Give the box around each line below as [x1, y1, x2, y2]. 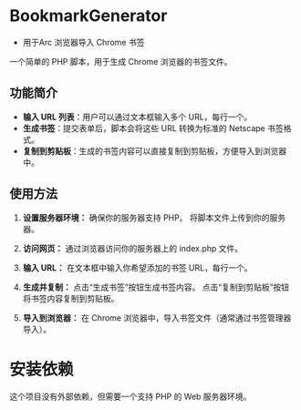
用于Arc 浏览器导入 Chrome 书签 [22, 36, 145, 47]
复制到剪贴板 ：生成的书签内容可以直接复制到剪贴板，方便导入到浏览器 [22, 145, 287, 156]
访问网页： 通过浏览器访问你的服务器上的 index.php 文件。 [22, 242, 244, 253]
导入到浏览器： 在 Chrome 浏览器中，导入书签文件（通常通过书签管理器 [22, 312, 292, 323]
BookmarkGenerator [9, 5, 168, 26]
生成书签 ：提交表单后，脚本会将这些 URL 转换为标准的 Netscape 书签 [22, 122, 285, 133]
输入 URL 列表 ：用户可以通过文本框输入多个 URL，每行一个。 [22, 111, 253, 122]
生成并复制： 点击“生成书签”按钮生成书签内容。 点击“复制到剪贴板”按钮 [22, 282, 290, 292]
